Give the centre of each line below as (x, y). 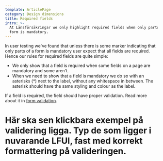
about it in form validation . (31, 101)
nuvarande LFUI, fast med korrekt (74, 141)
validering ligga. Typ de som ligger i (78, 131)
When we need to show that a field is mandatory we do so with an (78, 76)
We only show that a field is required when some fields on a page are (81, 65)
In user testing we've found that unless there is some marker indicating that (81, 46)
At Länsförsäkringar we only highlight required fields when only (78, 28)
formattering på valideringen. (66, 151)
